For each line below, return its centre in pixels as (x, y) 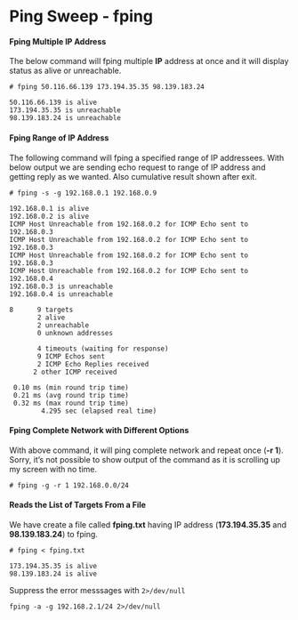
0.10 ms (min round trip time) (71, 387)
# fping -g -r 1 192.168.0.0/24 (69, 485)
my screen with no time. (53, 469)
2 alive (51, 318)
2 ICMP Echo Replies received (93, 364)
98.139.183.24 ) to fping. (53, 534)
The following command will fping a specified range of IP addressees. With (147, 157)
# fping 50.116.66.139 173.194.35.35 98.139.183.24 (107, 87)
